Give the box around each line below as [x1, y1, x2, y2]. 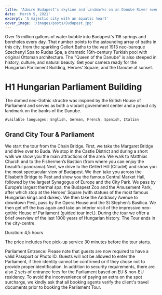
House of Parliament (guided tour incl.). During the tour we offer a [18, 210, 149, 216]
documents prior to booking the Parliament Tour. [5, 284, 101, 290]
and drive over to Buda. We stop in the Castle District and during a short [5, 148, 148, 154]
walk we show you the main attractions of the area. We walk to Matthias [5, 153, 148, 159]
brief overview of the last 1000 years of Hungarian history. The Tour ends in [5, 215, 156, 221]
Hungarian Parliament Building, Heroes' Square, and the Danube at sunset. [5, 65, 153, 71]
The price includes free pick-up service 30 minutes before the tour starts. [5, 239, 151, 245]
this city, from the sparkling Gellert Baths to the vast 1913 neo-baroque [5, 44, 146, 50]
